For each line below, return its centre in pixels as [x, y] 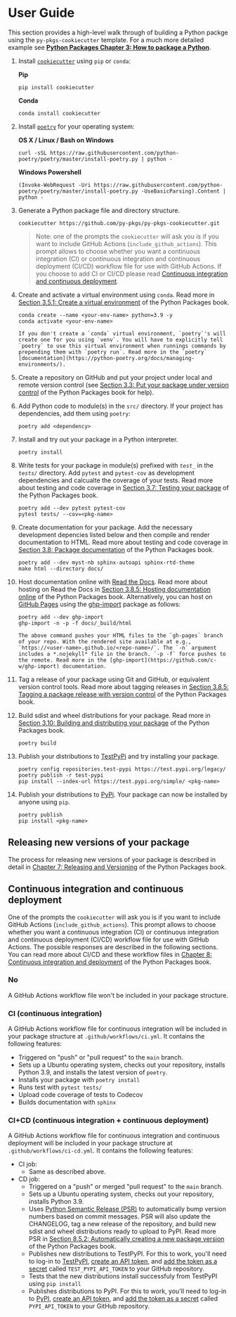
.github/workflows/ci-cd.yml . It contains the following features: [101, 1150]
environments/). [42, 364]
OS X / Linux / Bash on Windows [66, 140]
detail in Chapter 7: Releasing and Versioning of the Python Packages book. [117, 867]
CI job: [28, 1164]
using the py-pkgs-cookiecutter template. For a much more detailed [106, 39]
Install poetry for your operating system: [76, 126]
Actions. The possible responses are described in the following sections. [113, 946]
